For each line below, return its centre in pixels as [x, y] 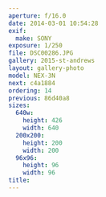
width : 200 [41, 150]
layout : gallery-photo [46, 68]
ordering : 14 [30, 90]
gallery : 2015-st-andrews [51, 61]
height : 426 [43, 121]
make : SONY [34, 38]
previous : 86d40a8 [39, 98]
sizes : [19, 105]
